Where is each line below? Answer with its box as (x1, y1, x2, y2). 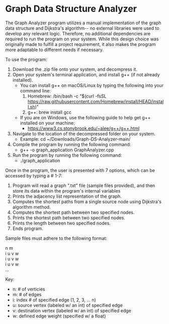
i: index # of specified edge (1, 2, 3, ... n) (12, 297, 97, 303)
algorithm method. (12, 204, 51, 210)
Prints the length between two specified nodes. (12, 220, 111, 226)
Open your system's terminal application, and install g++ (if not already (12, 71, 160, 77)
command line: (20, 87, 51, 94)
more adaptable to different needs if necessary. (5, 47, 104, 53)
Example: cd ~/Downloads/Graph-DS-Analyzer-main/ (20, 136, 131, 142)
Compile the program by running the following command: (12, 141, 131, 147)
